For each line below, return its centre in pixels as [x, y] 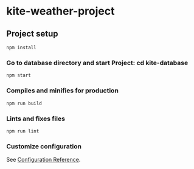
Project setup [33, 34]
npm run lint [23, 131]
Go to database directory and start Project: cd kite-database [97, 63]
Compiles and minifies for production [62, 91]
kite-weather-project [61, 11]
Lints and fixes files [36, 119]
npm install [21, 47]
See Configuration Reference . [43, 160]
